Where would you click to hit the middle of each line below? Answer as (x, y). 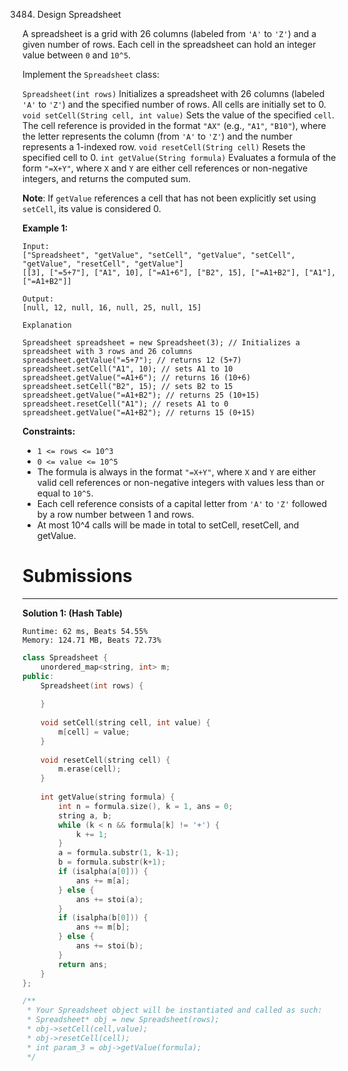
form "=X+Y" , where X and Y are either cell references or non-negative (165, 168)
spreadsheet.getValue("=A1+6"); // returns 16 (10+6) (137, 378)
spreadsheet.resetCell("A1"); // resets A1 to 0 (125, 404)
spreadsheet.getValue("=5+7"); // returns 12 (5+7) (132, 360)
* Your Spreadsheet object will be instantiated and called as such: (174, 1010)
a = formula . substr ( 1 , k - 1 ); (119, 853)
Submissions (77, 576)
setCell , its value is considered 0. (92, 208)
